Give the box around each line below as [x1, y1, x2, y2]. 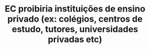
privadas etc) [47, 34, 103, 45]
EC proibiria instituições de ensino [4, 3, 146, 14]
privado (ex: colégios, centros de [7, 13, 143, 24]
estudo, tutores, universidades [12, 24, 138, 35]
